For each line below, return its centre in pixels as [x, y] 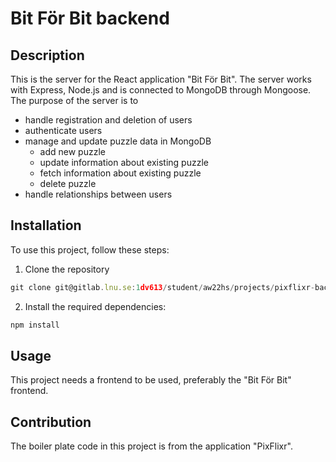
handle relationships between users [98, 194]
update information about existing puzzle [124, 162]
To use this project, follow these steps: [90, 249]
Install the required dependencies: [95, 306]
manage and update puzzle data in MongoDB [118, 141]
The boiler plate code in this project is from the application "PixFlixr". [151, 446]
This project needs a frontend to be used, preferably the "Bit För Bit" [151, 380]
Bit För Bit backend [90, 18]
